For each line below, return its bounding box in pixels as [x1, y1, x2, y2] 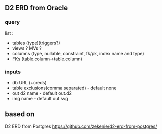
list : [5, 30, 14, 36]
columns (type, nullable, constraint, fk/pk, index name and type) [12, 50, 144, 56]
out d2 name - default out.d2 [12, 90, 72, 96]
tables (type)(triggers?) [12, 40, 61, 46]
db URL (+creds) [12, 79, 47, 85]
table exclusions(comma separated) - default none [12, 85, 117, 91]
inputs [5, 68, 21, 75]
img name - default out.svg [12, 95, 68, 101]
